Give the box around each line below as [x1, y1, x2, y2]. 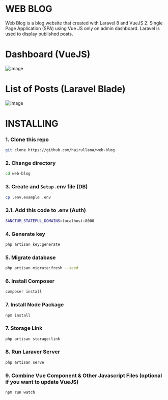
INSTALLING [5, 118, 59, 129]
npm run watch [5, 390, 36, 395]
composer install [5, 289, 42, 294]
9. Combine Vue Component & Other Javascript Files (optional [5, 372, 162, 379]
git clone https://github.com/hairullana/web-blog [5, 148, 115, 153]
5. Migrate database [5, 254, 56, 261]
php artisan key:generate [5, 242, 60, 247]
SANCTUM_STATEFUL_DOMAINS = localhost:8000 [5, 218, 95, 223]
